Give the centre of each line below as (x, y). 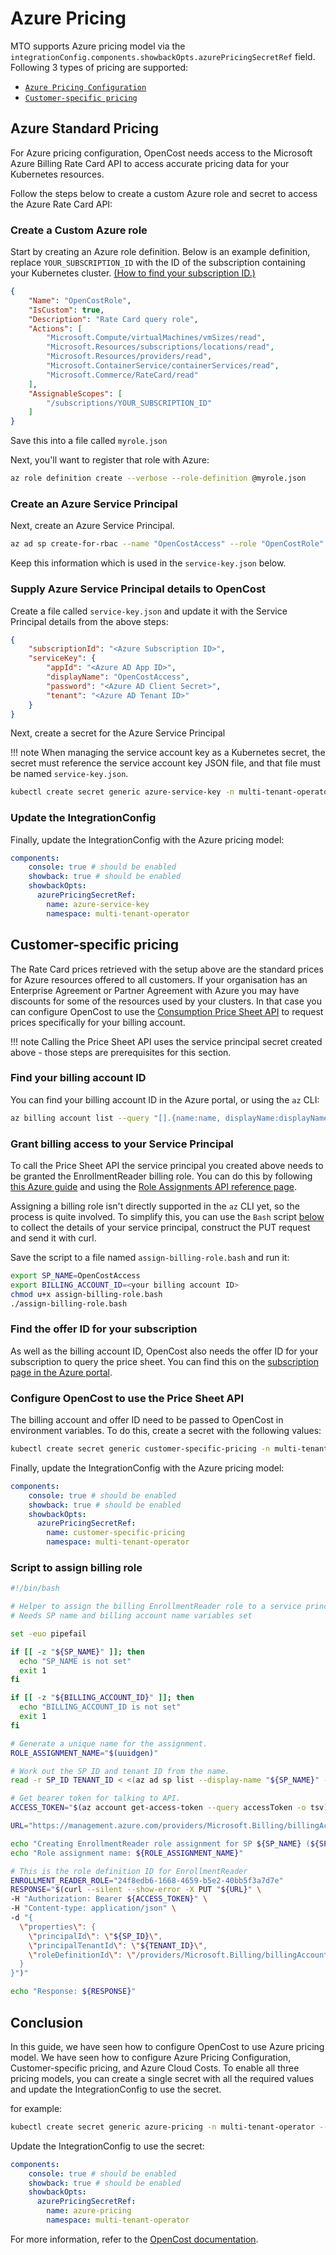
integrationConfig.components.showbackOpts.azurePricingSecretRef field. (163, 56)
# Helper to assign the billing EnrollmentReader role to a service (156, 1607)
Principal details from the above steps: (89, 621)
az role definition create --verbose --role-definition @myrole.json (158, 478)
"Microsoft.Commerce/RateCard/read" (122, 375)
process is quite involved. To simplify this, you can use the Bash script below (167, 1216)
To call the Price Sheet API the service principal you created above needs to (167, 1165)
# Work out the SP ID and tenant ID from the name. (120, 1771)
